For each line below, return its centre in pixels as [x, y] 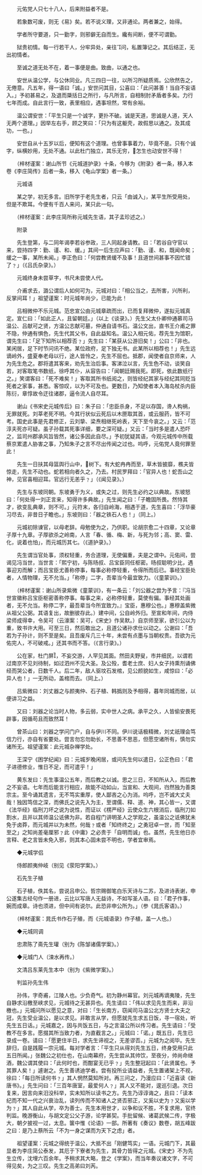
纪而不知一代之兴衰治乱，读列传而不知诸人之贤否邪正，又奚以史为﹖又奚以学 [101, 1100]
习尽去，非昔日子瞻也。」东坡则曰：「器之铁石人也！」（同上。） [83, 514]
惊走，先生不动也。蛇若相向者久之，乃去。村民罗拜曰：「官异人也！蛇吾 [94, 472]
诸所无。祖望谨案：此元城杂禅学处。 [51, 746]
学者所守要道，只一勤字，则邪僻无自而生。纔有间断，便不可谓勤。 [98, 34]
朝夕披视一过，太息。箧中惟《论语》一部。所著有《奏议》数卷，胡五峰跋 [106, 1123]
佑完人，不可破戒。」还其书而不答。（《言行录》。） [66, 643]
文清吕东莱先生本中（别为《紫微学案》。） [67, 970]
